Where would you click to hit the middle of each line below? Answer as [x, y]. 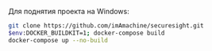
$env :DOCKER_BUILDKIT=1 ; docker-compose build [87, 33]
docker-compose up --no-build [58, 40]
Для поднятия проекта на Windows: [69, 11]
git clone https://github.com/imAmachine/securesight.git [106, 26]
